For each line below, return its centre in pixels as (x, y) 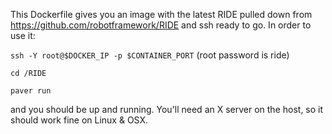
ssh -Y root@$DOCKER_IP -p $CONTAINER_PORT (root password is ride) (150, 55)
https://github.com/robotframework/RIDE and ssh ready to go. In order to (161, 25)
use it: (23, 35)
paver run (31, 91)
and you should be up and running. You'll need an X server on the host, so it (167, 109)
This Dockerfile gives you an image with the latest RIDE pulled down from (161, 14)
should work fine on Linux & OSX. (79, 120)
